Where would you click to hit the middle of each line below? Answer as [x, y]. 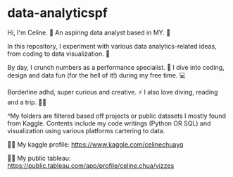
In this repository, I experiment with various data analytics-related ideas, [112, 46]
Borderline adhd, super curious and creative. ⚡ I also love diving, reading [113, 92]
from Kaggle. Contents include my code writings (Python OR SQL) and [109, 123]
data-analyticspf [57, 13]
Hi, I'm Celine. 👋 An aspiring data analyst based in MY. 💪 [89, 32]
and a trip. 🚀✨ [27, 102]
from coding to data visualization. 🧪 [59, 54]
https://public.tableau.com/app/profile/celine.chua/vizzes [91, 165]
